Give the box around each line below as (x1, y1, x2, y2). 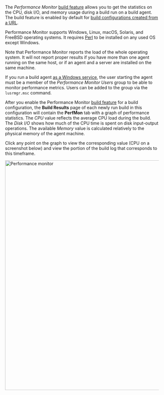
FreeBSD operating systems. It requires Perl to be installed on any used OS (5, 34, 156, 40)
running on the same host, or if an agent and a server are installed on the (5, 60, 152, 65)
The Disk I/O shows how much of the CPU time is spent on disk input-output (5, 120, 159, 126)
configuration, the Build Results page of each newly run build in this (5, 105, 143, 110)
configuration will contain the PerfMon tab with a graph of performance (5, 110, 150, 116)
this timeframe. (5, 150, 36, 156)
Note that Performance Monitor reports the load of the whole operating (5, 49, 148, 55)
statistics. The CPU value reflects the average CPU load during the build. (5, 115, 151, 121)
